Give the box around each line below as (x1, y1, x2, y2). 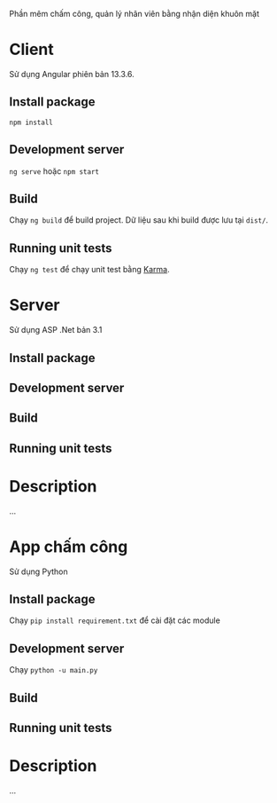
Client (9, 40, 55, 59)
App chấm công (9, 537, 128, 556)
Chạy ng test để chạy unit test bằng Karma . (9, 264, 170, 275)
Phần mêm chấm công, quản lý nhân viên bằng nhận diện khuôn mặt (9, 9, 259, 19)
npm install (9, 118, 53, 127)
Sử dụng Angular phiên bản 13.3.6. (9, 68, 135, 79)
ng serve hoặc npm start (9, 165, 100, 177)
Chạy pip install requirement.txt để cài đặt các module (9, 615, 221, 626)
